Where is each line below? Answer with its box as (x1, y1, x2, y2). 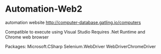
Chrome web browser (5, 34, 49, 40)
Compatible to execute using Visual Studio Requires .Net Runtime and (5, 29, 145, 35)
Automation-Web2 (5, 3, 82, 15)
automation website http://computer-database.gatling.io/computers (5, 19, 141, 25)
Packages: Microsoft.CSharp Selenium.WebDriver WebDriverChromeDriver (5, 43, 156, 49)
